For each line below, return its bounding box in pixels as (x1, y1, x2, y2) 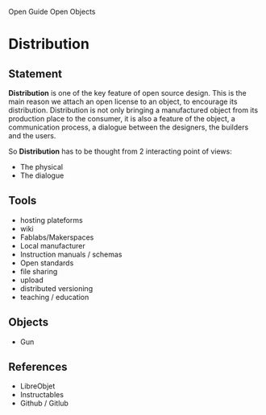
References (8, 360, 68, 374)
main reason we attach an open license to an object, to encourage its (8, 97, 238, 106)
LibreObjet (19, 381, 56, 391)
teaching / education (19, 292, 89, 302)
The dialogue (19, 171, 64, 180)
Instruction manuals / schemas (19, 249, 123, 259)
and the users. (8, 131, 56, 140)
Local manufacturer (19, 240, 86, 250)
